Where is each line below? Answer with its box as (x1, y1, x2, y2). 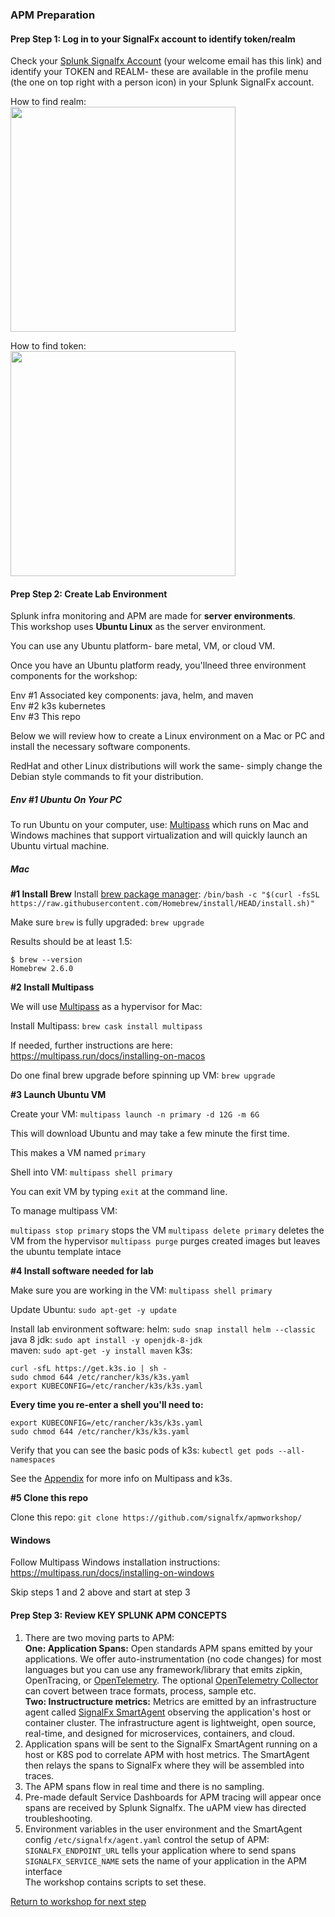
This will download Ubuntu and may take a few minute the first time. (10, 1128, 290, 1140)
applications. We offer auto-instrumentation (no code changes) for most (24, 1653, 322, 1665)
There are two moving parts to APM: (24, 1631, 175, 1643)
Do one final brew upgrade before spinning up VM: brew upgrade (10, 1069, 276, 1082)
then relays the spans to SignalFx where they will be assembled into (24, 1759, 305, 1771)
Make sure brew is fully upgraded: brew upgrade (10, 916, 205, 928)
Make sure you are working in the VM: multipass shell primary (10, 1284, 273, 1297)
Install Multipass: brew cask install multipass (10, 1020, 203, 1032)
